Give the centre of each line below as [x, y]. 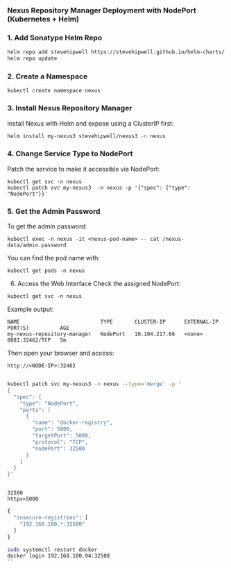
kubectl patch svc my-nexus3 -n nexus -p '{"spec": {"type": [99, 187]
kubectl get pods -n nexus [46, 271]
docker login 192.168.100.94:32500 [59, 556]
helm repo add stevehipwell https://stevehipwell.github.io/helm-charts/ [116, 52]
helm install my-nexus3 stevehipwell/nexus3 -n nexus [87, 136]
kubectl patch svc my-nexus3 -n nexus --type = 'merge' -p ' [94, 384]
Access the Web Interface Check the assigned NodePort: [99, 284]
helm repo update [32, 59]
